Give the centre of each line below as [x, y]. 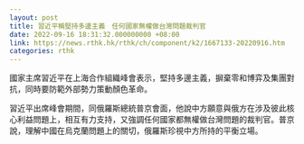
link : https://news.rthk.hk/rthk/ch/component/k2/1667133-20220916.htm [147, 43]
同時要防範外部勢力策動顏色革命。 [88, 89]
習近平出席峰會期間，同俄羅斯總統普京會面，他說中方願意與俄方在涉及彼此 [148, 108]
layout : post [34, 18]
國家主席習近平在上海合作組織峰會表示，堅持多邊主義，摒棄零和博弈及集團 [148, 78]
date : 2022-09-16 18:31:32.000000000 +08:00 [95, 34]
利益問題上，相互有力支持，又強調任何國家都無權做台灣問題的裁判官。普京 [156, 120]
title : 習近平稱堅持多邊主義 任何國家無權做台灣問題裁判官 [108, 26]
